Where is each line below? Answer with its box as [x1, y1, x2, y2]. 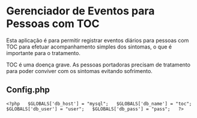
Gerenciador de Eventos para [6, 4, 155, 18]
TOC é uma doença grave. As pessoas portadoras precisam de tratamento [6, 61, 191, 68]
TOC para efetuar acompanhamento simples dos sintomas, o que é [6, 43, 172, 50]
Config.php [6, 85, 50, 95]
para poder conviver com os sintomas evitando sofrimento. [6, 67, 153, 74]
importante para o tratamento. [6, 49, 81, 56]
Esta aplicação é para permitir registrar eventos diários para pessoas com [6, 37, 189, 44]
